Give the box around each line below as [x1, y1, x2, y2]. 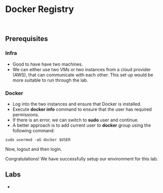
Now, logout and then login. [5, 146, 62, 152]
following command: [12, 127, 55, 133]
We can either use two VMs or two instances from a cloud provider [12, 66, 151, 72]
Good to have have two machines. [12, 61, 83, 67]
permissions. [12, 111, 39, 117]
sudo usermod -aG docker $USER [5, 137, 71, 142]
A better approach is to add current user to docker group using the [12, 122, 151, 128]
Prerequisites [5, 35, 48, 43]
